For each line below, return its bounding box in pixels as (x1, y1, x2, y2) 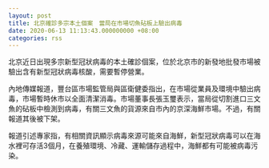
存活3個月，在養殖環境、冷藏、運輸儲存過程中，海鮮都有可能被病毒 (29, 141, 251, 150)
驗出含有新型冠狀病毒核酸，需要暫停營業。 (8, 67, 149, 77)
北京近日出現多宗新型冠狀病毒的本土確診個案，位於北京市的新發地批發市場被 (8, 57, 261, 66)
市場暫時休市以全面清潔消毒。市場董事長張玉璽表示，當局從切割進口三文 (22, 94, 261, 104)
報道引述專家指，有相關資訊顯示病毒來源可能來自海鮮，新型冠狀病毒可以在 (8, 131, 254, 141)
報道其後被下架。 (8, 114, 65, 124)
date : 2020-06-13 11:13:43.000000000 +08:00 (8, 26, 159, 34)
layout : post (8, 11, 52, 20)
